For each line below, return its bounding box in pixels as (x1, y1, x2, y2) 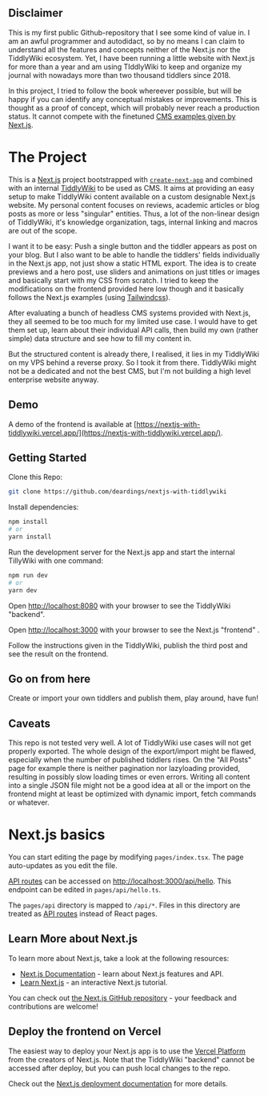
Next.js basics (8, 826, 106, 844)
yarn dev (8, 586, 38, 595)
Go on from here (8, 672, 91, 685)
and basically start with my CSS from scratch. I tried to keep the (8, 275, 218, 285)
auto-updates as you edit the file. (8, 861, 118, 871)
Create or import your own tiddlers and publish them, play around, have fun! (8, 693, 258, 703)
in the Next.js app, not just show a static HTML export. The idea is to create (8, 258, 257, 268)
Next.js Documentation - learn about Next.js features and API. (19, 968, 224, 978)
